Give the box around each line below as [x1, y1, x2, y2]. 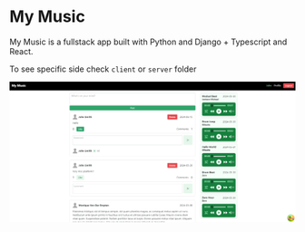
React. [9, 45, 34, 56]
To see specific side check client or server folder [9, 63, 197, 74]
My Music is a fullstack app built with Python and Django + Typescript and [9, 36, 288, 47]
